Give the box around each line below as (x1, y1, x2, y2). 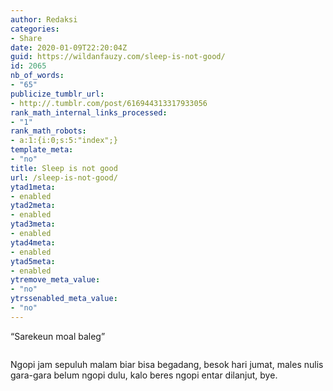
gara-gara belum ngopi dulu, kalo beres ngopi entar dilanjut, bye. (10, 369, 278, 381)
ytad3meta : (10, 219, 56, 230)
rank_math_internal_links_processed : (10, 107, 168, 118)
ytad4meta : (10, 237, 56, 248)
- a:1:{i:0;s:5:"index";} (10, 136, 118, 146)
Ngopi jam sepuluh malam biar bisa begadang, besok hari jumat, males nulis (10, 358, 324, 370)
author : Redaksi (10, 14, 78, 25)
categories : (10, 24, 60, 34)
